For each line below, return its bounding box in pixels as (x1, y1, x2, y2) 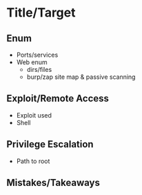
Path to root (16, 157, 50, 165)
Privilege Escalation (6, 138, 94, 150)
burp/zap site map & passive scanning (26, 73, 136, 81)
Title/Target (6, 5, 76, 21)
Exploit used (16, 111, 52, 119)
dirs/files (26, 66, 52, 73)
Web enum (16, 58, 48, 66)
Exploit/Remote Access (6, 93, 110, 104)
